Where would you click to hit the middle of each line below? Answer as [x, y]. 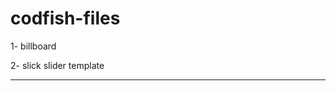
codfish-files [65, 18]
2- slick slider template [57, 65]
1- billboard [33, 46]
